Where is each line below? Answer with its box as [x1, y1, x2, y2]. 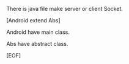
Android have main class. [6, 28, 70, 36]
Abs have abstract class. [6, 40, 68, 47]
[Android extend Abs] [6, 17, 61, 24]
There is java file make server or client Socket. [6, 5, 123, 12]
